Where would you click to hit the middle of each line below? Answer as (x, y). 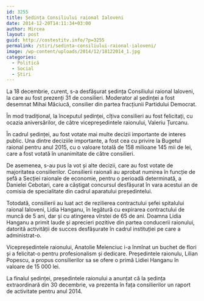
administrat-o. (24, 235)
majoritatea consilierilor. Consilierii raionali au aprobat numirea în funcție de (101, 172)
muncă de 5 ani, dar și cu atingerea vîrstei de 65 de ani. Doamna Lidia (94, 216)
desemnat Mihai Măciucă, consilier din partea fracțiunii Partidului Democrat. (101, 105)
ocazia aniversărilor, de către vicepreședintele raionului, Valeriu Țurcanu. (98, 123)
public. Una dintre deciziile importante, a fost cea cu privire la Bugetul (94, 141)
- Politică (26, 63)
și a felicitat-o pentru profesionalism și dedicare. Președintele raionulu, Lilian (102, 254)
